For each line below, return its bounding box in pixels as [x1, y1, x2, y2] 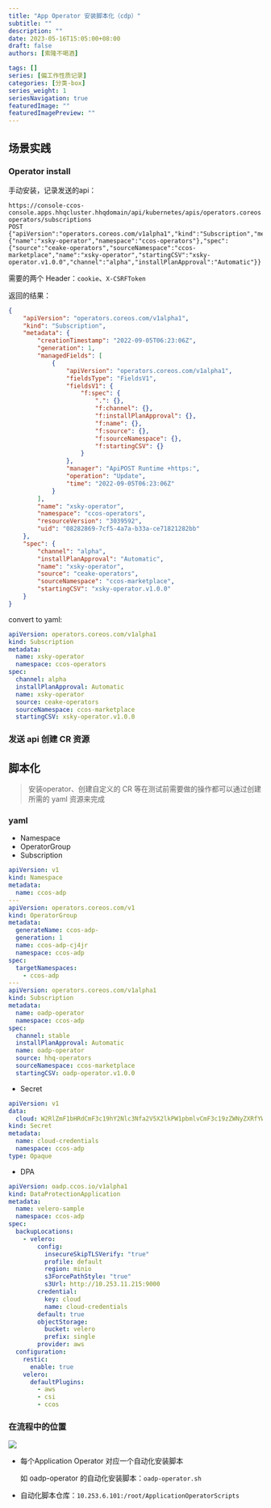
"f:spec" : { [80, 389, 121, 397]
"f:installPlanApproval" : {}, [94, 412, 197, 421]
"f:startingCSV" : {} [94, 442, 164, 450]
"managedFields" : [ [37, 352, 103, 360]
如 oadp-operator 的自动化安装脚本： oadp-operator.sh [19, 1473, 202, 1483]
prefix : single [44, 1332, 95, 1341]
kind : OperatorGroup [8, 911, 78, 919]
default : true [37, 1310, 85, 1319]
